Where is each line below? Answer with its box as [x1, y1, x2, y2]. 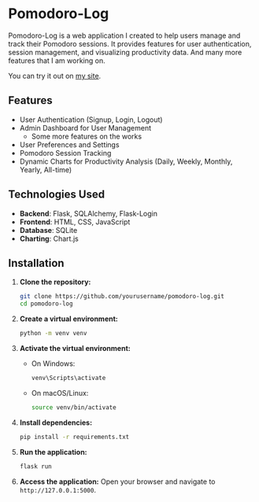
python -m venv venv [19, 330, 87, 338]
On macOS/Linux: [31, 388, 89, 397]
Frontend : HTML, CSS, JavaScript [19, 217, 131, 227]
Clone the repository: [19, 277, 91, 287]
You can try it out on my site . [8, 71, 102, 80]
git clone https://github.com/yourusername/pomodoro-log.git [19, 293, 225, 301]
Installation [8, 257, 65, 270]
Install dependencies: [19, 418, 93, 427]
